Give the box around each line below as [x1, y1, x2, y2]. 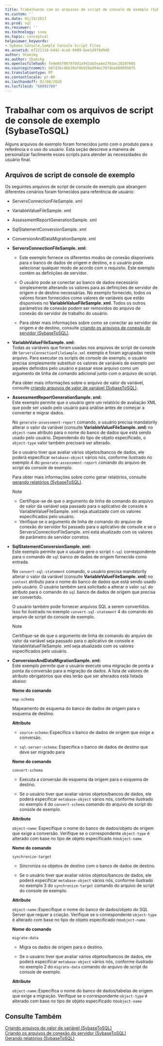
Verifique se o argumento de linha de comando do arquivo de [19, 519, 142, 524]
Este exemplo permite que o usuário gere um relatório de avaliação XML [12, 400, 157, 406]
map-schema [12, 697, 34, 702]
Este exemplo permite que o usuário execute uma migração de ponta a [12, 663, 154, 669]
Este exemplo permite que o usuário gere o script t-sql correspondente [12, 549, 156, 555]
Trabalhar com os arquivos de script [5, 105, 154, 115]
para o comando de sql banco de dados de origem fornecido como [12, 554, 147, 560]
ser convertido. [12, 594, 43, 600]
